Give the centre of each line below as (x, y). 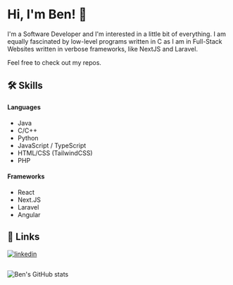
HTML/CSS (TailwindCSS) (55, 153)
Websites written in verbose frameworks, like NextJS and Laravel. (103, 49)
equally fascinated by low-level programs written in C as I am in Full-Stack (115, 41)
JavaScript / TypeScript (52, 145)
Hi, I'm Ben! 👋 (47, 14)
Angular (29, 214)
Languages (24, 107)
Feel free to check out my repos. (55, 62)
